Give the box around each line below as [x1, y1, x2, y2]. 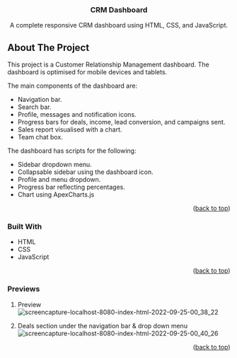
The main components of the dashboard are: [7, 81, 138, 90]
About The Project [7, 41, 90, 54]
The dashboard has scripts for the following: [7, 146, 137, 155]
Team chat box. [17, 133, 64, 142]
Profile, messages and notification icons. [17, 110, 137, 119]
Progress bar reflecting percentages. [17, 183, 126, 192]
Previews [7, 284, 40, 294]
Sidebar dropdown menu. [17, 161, 92, 169]
